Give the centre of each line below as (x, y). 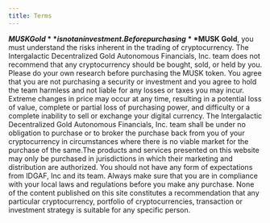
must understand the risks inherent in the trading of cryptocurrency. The (129, 47)
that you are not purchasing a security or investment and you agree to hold (133, 81)
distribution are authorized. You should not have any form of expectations (131, 167)
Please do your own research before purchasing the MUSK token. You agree (135, 72)
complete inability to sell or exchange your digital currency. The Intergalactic (135, 116)
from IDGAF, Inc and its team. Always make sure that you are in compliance (133, 176)
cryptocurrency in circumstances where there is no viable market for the (129, 141)
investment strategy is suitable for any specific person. (100, 209)
